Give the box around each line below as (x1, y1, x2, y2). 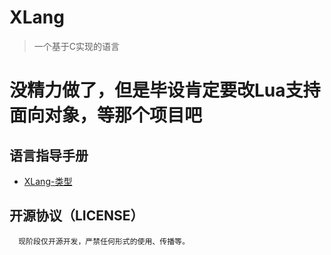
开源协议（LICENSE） (9, 207, 144, 225)
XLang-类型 (23, 175, 73, 187)
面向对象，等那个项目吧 (9, 104, 203, 127)
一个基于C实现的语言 (33, 40, 121, 52)
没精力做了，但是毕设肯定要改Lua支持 (9, 79, 321, 102)
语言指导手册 (9, 147, 89, 164)
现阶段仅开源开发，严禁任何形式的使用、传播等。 (18, 236, 190, 246)
